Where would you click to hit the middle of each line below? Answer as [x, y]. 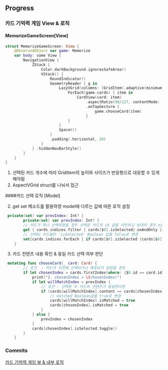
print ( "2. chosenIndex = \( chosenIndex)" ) [77, 277]
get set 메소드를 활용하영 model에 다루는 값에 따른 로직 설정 [71, 206]
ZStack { [41, 65]
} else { [41, 314]
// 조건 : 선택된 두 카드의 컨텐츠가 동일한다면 [83, 286]
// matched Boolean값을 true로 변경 [85, 296]
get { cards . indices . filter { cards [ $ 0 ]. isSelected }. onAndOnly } [93, 229]
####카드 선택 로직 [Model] [33, 196]
